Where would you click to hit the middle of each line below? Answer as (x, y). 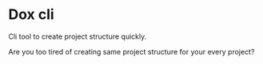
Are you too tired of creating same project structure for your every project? (131, 51)
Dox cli (31, 15)
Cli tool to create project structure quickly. (78, 36)
